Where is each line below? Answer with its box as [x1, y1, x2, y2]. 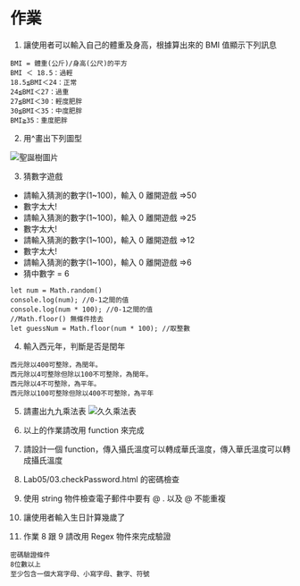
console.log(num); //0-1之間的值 [10, 295, 129, 304]
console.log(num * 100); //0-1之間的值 [10, 305, 154, 314]
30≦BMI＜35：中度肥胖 [10, 106, 83, 115]
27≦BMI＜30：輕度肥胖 [10, 97, 83, 106]
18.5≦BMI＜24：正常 [10, 78, 78, 87]
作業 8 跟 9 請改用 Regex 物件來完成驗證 [22, 531, 171, 541]
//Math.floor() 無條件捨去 [10, 314, 104, 323]
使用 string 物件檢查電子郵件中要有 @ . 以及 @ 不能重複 [22, 493, 227, 504]
